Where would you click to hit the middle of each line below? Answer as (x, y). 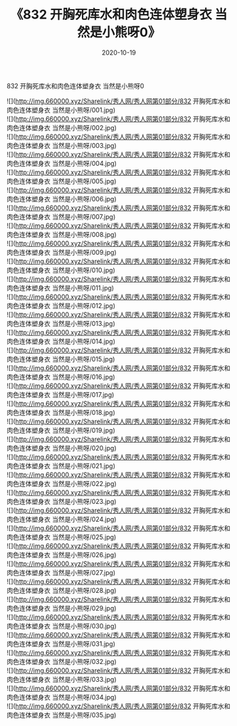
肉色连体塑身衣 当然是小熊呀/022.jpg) (62, 483)
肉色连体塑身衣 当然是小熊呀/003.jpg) (62, 145)
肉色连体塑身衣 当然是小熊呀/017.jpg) (60, 394)
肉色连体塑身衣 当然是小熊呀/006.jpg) (62, 199)
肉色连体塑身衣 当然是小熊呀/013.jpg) (61, 323)
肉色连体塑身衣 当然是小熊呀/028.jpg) (62, 590)
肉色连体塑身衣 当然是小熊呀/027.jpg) (61, 572)
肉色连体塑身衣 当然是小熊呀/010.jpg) (61, 270)
